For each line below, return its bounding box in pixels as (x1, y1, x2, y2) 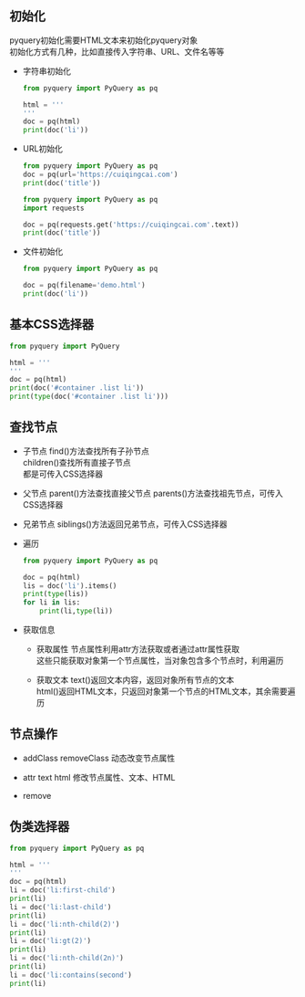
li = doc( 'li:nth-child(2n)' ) (9, 953, 125, 963)
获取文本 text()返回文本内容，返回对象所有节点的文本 (36, 675, 235, 686)
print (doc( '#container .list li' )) (9, 383, 145, 393)
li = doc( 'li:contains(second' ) (9, 971, 132, 980)
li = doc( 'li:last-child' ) (9, 902, 112, 911)
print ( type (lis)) (22, 590, 89, 599)
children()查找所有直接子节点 (22, 457, 132, 467)
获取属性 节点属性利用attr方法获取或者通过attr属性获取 (36, 644, 240, 655)
